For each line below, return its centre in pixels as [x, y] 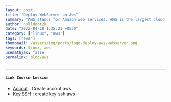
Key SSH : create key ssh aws [44, 94]
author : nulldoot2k [26, 24]
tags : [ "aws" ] [20, 39]
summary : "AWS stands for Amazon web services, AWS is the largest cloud [85, 19]
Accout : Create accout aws [42, 88]
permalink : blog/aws [27, 57]
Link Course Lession [27, 77]
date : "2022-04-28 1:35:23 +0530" [42, 29]
